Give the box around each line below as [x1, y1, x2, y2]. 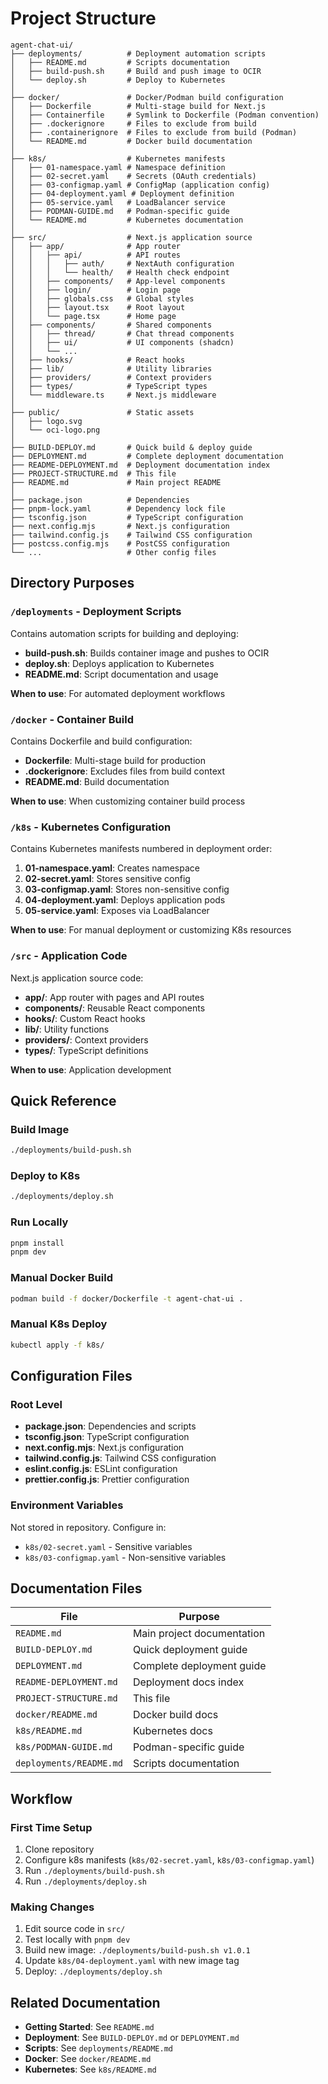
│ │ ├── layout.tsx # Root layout [10, 302, 186, 312]
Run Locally [10, 1215, 69, 1229]
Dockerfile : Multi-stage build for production [24, 754, 206, 766]
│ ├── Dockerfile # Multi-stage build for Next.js [10, 101, 267, 111]
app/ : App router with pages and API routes [24, 991, 205, 1003]
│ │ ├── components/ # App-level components [10, 276, 226, 286]
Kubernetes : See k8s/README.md [24, 2063, 157, 2076]
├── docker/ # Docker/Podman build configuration [10, 92, 284, 102]
